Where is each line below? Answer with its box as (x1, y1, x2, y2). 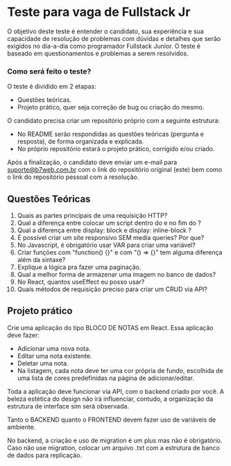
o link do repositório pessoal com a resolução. (7, 173, 139, 181)
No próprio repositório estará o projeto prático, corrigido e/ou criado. (17, 145, 215, 153)
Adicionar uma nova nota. (17, 344, 92, 352)
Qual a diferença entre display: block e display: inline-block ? (17, 226, 192, 234)
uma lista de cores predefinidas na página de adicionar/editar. (17, 374, 194, 382)
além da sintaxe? (17, 256, 66, 264)
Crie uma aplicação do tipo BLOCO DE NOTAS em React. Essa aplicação (7, 323, 214, 331)
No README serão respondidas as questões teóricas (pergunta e (17, 130, 205, 139)
